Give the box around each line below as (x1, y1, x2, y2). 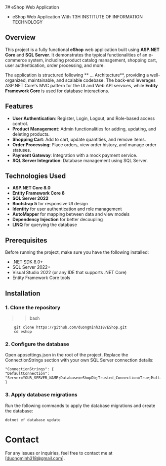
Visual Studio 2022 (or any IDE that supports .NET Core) (12, 270, 127, 276)
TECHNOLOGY (12, 19, 43, 25)
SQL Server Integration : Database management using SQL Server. (12, 157, 148, 163)
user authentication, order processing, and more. (5, 62, 105, 68)
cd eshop (14, 329, 32, 334)
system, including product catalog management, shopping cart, (28, 57, 157, 63)
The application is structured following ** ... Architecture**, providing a (5, 72, 149, 78)
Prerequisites (5, 236, 47, 244)
